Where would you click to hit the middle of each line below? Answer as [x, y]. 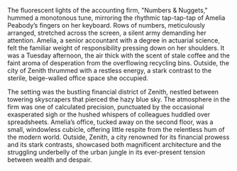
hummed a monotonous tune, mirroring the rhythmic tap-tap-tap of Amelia [116, 18]
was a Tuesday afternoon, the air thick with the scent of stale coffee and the [119, 55]
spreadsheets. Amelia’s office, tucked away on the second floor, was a [110, 122]
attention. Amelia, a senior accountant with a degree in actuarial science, [114, 40]
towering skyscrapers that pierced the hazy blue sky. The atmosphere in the [119, 99]
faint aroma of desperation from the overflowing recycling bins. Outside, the [118, 63]
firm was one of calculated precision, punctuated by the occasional [106, 107]
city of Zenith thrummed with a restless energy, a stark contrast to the [109, 71]
